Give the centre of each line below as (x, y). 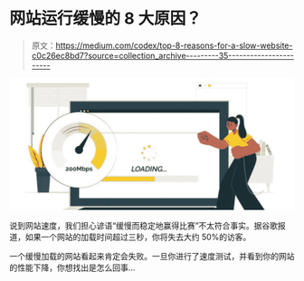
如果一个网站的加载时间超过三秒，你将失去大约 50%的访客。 (138, 237)
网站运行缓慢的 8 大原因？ (105, 19)
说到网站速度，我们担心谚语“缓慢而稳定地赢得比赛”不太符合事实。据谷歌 (144, 226)
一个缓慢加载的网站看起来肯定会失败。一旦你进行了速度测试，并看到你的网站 (152, 257)
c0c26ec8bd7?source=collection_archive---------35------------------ (162, 55)
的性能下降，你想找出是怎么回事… (72, 267)
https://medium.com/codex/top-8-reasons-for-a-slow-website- (174, 45)
